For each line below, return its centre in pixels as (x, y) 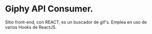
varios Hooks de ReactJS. (31, 27)
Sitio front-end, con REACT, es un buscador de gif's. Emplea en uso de (76, 22)
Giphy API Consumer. (49, 9)
